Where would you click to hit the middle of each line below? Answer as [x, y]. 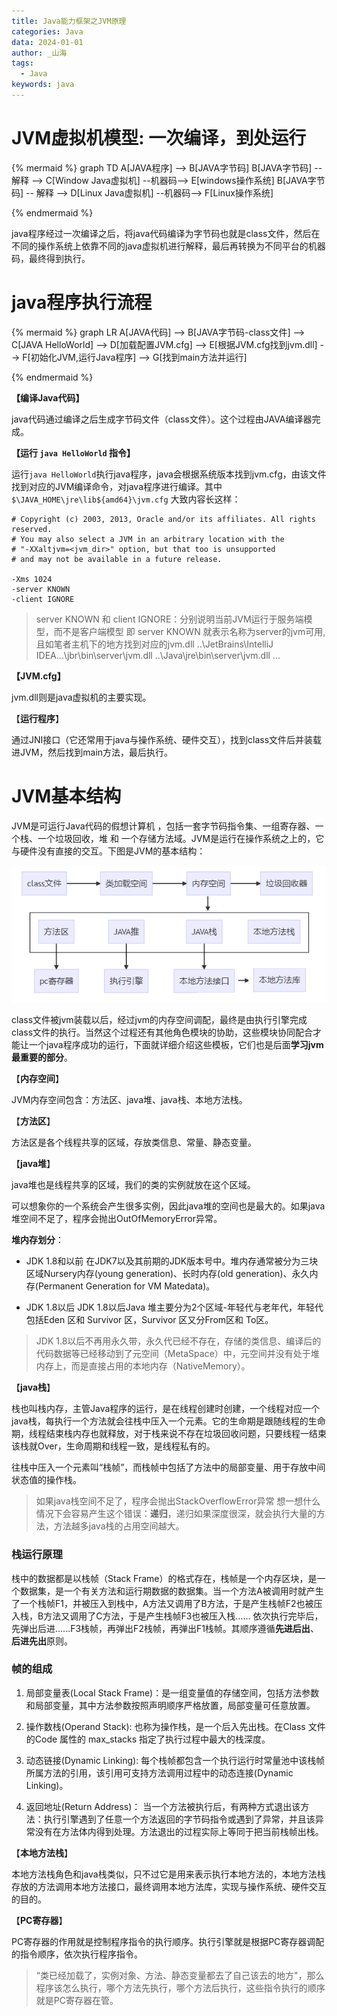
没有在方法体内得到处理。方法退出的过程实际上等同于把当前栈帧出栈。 [179, 1831]
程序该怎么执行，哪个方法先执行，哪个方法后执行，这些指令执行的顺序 [180, 1987]
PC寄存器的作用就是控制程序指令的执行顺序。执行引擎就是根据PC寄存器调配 [168, 1941]
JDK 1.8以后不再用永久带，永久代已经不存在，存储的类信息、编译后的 [178, 1341]
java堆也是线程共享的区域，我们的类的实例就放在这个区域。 [133, 1185]
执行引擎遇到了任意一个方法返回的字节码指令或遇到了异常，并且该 [179, 1819]
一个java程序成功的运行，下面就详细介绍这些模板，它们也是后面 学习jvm [176, 1045]
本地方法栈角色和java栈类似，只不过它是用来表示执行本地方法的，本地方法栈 [168, 1874]
